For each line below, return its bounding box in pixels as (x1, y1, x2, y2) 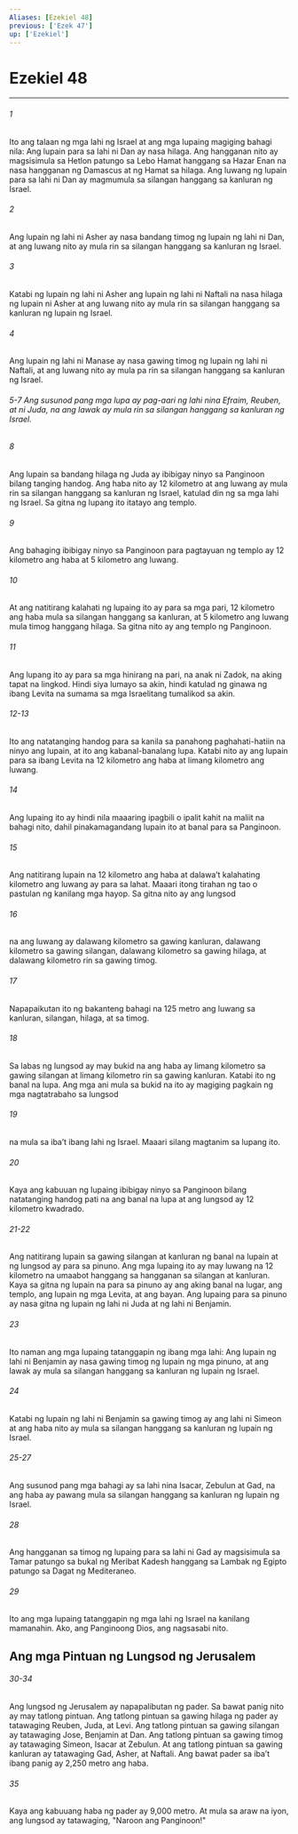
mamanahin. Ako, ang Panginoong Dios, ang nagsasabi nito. (9, 1623, 229, 1634)
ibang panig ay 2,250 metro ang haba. (9, 1758, 149, 1768)
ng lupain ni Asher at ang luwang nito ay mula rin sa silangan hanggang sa (9, 298, 281, 308)
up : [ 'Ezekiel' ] (9, 29, 69, 38)
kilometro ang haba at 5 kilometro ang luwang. (9, 555, 179, 565)
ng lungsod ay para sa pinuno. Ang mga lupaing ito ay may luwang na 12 (9, 1261, 274, 1271)
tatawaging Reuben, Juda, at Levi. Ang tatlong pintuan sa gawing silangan (9, 1719, 280, 1730)
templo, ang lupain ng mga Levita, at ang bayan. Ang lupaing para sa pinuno (9, 1289, 287, 1300)
